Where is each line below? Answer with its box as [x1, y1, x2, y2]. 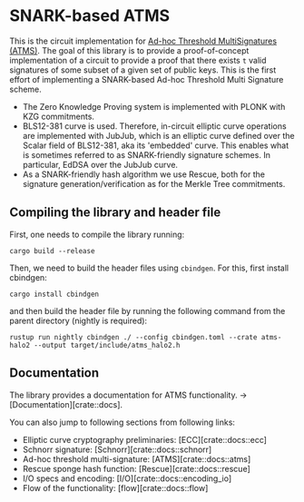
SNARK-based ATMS [9, 5, 171, 26]
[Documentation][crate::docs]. [9, 399, 123, 409]
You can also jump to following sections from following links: [9, 417, 236, 428]
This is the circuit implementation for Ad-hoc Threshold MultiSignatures [9, 35, 278, 46]
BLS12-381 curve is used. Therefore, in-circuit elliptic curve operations [22, 120, 288, 132]
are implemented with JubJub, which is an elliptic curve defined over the [22, 130, 295, 141]
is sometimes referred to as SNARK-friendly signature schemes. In [22, 149, 270, 160]
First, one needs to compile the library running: [9, 229, 185, 240]
